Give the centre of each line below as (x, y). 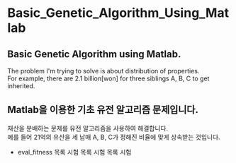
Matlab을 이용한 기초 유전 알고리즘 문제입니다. (103, 110)
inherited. (21, 86)
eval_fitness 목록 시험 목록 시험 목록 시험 (74, 152)
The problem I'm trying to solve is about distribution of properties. (103, 71)
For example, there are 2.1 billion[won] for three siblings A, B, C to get (108, 78)
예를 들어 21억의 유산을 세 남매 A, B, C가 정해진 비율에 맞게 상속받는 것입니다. (114, 137)
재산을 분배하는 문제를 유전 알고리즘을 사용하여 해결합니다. (88, 128)
